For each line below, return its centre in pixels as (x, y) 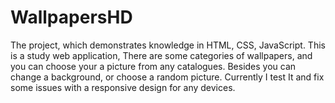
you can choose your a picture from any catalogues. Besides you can (153, 66)
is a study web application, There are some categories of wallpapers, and (161, 55)
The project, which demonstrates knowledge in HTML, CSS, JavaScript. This (168, 45)
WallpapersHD (71, 17)
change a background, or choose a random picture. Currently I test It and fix (167, 77)
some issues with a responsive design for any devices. (123, 87)
